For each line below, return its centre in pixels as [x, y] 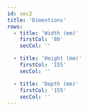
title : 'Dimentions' [37, 20]
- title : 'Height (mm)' [47, 59]
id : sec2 [20, 14]
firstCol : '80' [42, 40]
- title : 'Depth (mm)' [46, 84]
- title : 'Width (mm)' [46, 33]
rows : [15, 26]
